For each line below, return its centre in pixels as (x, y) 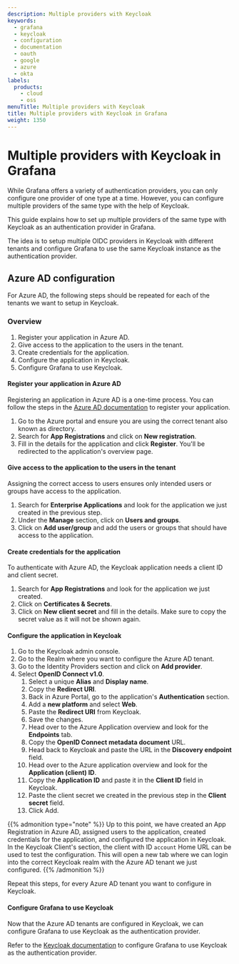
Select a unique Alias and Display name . (88, 681)
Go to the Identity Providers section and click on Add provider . (110, 666)
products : (28, 87)
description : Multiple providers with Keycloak (80, 14)
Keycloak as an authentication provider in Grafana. (82, 227)
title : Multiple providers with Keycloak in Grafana (87, 113)
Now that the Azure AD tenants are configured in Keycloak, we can (106, 923)
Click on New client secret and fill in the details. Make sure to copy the (122, 612)
